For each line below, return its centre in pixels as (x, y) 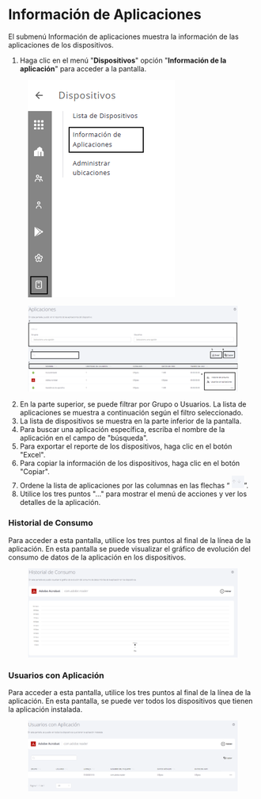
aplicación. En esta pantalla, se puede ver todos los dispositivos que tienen (130, 701)
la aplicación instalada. (45, 709)
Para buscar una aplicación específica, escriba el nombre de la (122, 430)
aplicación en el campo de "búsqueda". (84, 438)
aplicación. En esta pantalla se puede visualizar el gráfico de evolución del (129, 549)
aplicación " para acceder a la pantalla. (83, 68)
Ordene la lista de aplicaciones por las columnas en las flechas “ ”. (134, 486)
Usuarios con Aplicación (56, 675)
